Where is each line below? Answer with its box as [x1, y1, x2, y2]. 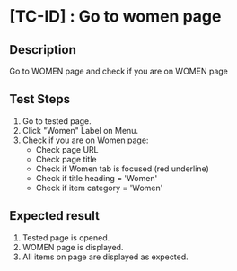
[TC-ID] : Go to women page [9, 6, 222, 27]
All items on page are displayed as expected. [22, 251, 189, 262]
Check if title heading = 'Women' [35, 172, 158, 183]
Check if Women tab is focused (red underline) [35, 163, 209, 174]
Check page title [35, 153, 97, 164]
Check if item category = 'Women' [35, 182, 163, 193]
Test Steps [9, 92, 71, 107]
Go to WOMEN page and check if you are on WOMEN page [9, 66, 229, 76]
